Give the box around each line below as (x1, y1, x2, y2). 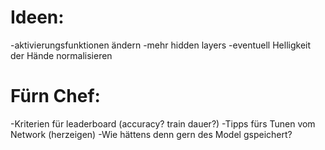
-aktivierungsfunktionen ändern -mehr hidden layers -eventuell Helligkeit (10, 39, 312, 51)
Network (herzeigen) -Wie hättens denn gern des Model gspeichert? (10, 128, 293, 140)
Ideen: (10, 6, 65, 29)
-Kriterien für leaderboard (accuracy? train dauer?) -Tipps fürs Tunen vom (10, 117, 316, 130)
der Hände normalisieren (10, 49, 113, 61)
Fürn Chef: (10, 85, 101, 108)
